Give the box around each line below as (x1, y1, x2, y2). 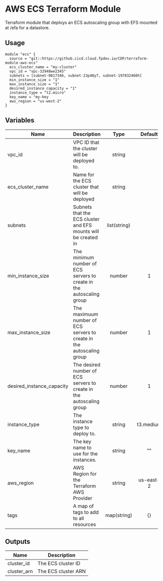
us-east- (138, 476, 160, 483)
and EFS (73, 222, 92, 229)
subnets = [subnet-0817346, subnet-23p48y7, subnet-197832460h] (9, 73, 142, 78)
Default (140, 131, 158, 137)
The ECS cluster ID (37, 560, 81, 567)
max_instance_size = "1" (9, 81, 60, 86)
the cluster (73, 145, 98, 152)
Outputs (5, 537, 31, 545)
